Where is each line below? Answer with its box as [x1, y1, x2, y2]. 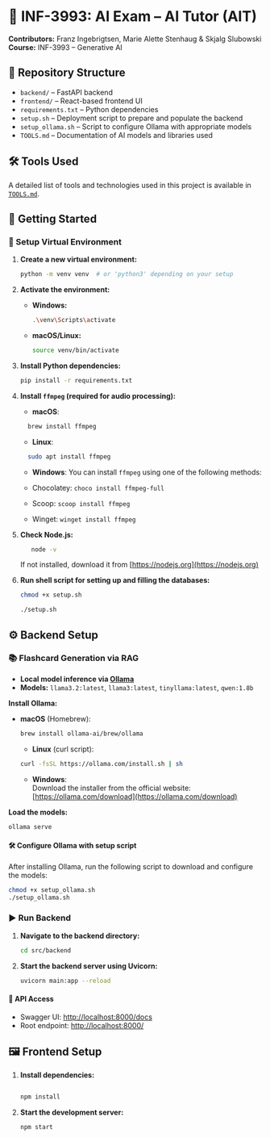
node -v [31, 545, 57, 554]
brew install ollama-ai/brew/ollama [19, 730, 143, 738]
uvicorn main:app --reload [19, 977, 111, 985]
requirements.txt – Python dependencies [19, 104, 159, 114]
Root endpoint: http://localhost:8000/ [19, 1020, 144, 1030]
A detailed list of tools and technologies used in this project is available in [8, 180, 251, 190]
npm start [19, 1123, 54, 1132]
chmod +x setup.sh [19, 591, 82, 600]
